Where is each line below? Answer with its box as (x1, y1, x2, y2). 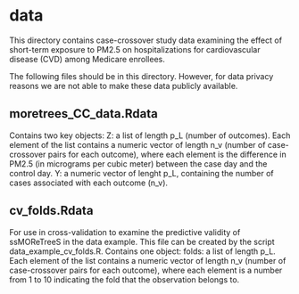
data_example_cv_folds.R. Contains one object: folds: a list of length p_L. (9, 246, 277, 257)
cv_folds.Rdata (9, 203, 94, 218)
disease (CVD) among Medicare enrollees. (9, 53, 165, 64)
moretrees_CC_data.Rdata (9, 106, 158, 121)
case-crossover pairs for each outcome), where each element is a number (9, 265, 283, 275)
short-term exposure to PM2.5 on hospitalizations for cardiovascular (9, 44, 261, 54)
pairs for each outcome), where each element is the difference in (47, 149, 287, 159)
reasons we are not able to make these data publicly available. (9, 80, 238, 91)
